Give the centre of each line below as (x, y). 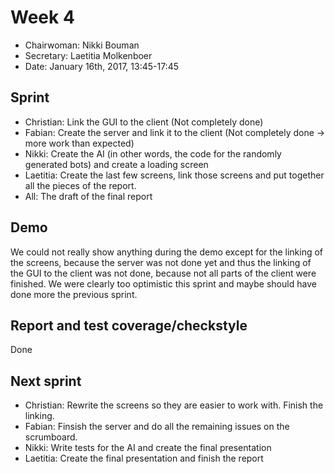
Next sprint (46, 381)
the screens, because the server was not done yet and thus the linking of (161, 262)
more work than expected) (79, 143)
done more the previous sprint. (74, 294)
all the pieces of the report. (80, 185)
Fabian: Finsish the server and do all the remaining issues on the (157, 427)
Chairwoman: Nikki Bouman (82, 45)
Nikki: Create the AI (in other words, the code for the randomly (153, 153)
